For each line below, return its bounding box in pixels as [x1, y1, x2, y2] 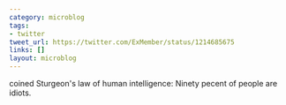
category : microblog [9, 12, 86, 22]
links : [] [9, 46, 46, 55]
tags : [9, 21, 29, 30]
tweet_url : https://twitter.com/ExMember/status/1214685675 [9, 37, 236, 47]
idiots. [9, 87, 32, 98]
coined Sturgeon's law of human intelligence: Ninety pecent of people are [9, 79, 278, 88]
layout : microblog [9, 54, 77, 63]
